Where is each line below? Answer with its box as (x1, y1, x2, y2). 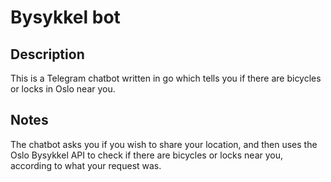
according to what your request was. (10, 159, 162, 171)
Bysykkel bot (10, 6, 121, 29)
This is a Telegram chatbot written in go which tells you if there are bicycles (10, 72, 322, 84)
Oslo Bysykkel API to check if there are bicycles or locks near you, (10, 149, 284, 161)
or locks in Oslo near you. (10, 83, 116, 95)
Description (10, 46, 85, 63)
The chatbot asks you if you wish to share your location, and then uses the (10, 138, 318, 150)
